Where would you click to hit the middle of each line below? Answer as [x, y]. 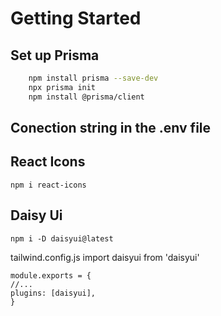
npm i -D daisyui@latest [62, 238]
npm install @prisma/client [86, 97]
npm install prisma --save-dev [93, 78]
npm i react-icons [48, 185]
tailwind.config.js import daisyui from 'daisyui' [105, 257]
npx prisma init [62, 87]
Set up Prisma [55, 55]
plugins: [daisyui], [53, 293]
